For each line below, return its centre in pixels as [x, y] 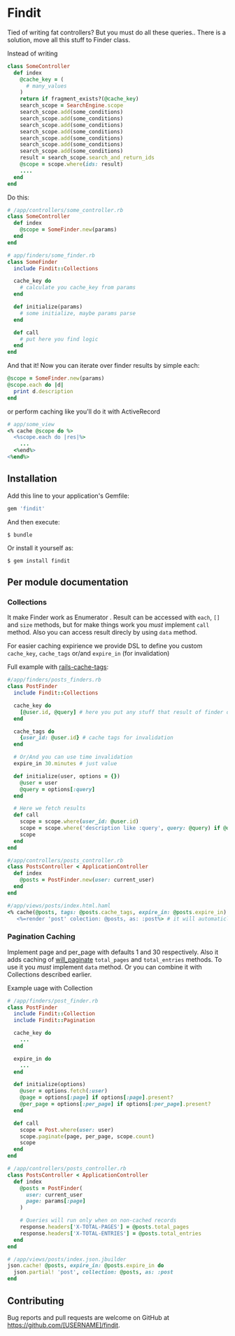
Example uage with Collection [50, 988]
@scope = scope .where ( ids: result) [72, 164]
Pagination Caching [41, 937]
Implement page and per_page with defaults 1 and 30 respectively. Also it [113, 952]
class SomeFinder [33, 262]
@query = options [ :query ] [58, 789]
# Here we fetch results [50, 809]
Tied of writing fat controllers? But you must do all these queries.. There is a [116, 32]
